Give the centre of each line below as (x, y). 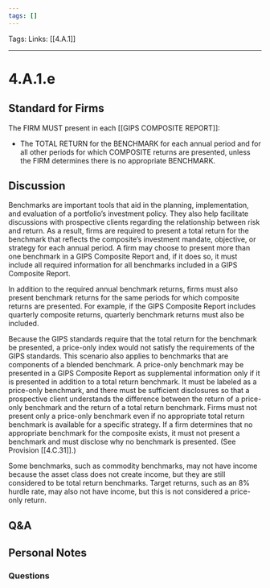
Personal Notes (47, 553)
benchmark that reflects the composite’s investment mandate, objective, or (132, 239)
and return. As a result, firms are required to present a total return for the (129, 231)
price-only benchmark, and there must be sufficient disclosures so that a (129, 391)
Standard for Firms (56, 108)
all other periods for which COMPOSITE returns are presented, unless (135, 152)
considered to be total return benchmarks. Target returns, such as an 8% (129, 483)
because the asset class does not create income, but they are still (117, 474)
